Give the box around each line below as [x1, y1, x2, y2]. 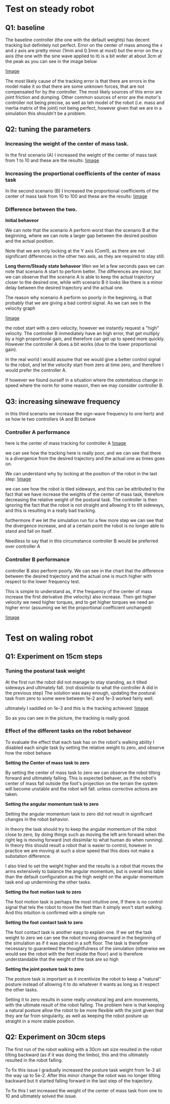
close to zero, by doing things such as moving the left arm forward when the [5, 831, 165, 837]
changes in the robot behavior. [5, 816, 70, 822]
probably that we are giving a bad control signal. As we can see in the [5, 300, 151, 306]
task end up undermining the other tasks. [5, 879, 91, 885]
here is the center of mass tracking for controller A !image [5, 440, 126, 446]
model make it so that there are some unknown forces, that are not [5, 83, 145, 89]
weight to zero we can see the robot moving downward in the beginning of [5, 934, 161, 940]
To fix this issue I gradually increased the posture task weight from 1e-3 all [5, 1067, 161, 1073]
